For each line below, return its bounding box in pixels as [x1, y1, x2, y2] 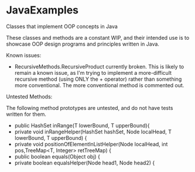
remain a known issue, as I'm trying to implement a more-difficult [14, 69, 172, 76]
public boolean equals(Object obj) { [14, 153, 101, 160]
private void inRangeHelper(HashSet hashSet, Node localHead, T [14, 128, 172, 135]
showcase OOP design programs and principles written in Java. [6, 40, 160, 47]
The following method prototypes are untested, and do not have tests [6, 104, 173, 111]
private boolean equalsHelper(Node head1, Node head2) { [14, 159, 155, 166]
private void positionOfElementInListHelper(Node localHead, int [14, 140, 168, 147]
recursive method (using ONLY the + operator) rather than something [14, 75, 182, 82]
